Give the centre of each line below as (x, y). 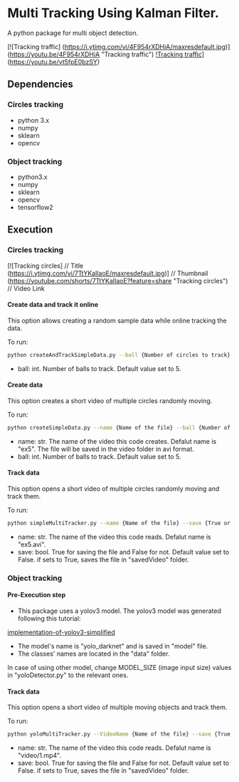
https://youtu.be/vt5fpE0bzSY (54, 61)
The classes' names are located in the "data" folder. (94, 654)
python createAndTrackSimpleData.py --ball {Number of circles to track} (119, 355)
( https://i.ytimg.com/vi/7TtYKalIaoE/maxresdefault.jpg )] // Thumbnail (108, 273)
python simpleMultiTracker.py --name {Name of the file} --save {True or (119, 523)
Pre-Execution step (37, 595)
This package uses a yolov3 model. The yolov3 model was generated (119, 611)
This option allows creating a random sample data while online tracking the (117, 320)
